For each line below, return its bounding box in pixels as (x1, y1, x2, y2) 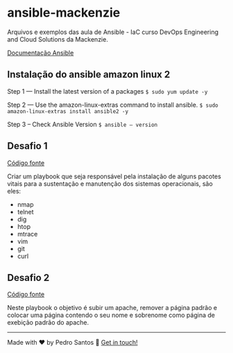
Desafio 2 (7, 272, 50, 284)
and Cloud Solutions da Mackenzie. (7, 35, 109, 43)
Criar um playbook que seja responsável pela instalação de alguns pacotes (7, 172, 222, 180)
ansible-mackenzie (7, 5, 121, 21)
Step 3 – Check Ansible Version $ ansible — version (7, 120, 158, 128)
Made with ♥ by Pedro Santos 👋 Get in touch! (7, 338, 138, 347)
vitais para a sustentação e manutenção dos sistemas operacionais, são (7, 179, 213, 188)
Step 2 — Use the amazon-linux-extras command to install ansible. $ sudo (7, 101, 218, 109)
